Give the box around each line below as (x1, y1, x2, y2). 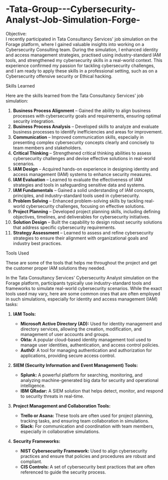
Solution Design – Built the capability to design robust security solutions (12, 219, 162, 225)
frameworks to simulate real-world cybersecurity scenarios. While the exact (5, 285, 162, 291)
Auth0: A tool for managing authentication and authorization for (20, 347, 152, 353)
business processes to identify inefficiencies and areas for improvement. (12, 128, 163, 134)
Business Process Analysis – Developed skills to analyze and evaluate (12, 123, 159, 129)
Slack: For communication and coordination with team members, (20, 423, 154, 429)
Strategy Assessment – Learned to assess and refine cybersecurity (12, 229, 154, 235)
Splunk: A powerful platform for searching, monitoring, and (20, 371, 143, 378)
